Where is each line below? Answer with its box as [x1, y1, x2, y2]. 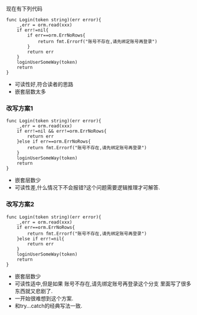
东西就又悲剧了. [14, 287, 53, 294]
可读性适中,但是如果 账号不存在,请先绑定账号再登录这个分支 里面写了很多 [14, 280, 192, 287]
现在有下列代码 [6, 5, 42, 12]
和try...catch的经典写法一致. [14, 302, 83, 309]
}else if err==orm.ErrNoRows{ [17, 139, 91, 145]
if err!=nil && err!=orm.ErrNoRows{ [17, 129, 107, 134]
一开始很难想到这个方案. [14, 294, 74, 302]
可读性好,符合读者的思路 [14, 81, 74, 87]
